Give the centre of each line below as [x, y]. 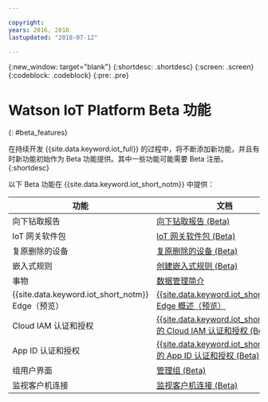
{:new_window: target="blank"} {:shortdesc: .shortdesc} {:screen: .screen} [131, 67]
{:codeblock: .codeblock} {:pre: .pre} [69, 76]
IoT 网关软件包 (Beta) [196, 236]
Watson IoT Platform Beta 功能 [110, 110]
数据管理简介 [181, 281]
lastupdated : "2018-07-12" [53, 37]
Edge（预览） [38, 306]
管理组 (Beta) [181, 371]
